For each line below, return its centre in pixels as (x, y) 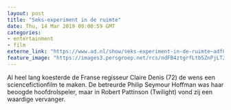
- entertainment (30, 39)
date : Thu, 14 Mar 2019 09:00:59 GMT (61, 26)
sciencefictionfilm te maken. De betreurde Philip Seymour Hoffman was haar (115, 84)
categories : (24, 32)
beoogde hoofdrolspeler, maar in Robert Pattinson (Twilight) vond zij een (110, 92)
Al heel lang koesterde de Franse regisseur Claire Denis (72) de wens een (111, 77)
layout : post (26, 13)
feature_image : (29, 58)
